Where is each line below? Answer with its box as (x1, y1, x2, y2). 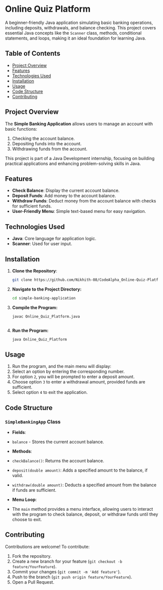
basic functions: (5, 126, 37, 132)
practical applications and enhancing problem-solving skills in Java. (5, 160, 141, 166)
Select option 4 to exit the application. (12, 389, 88, 395)
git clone (12, 277, 33, 282)
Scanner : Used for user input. (12, 241, 72, 247)
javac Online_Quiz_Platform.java (12, 314, 80, 319)
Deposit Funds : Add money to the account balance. (12, 193, 116, 199)
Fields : (12, 429, 26, 435)
